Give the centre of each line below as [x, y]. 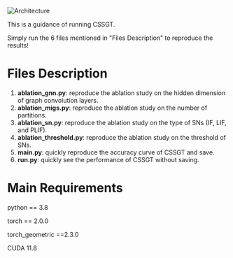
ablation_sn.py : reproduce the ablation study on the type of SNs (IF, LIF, [122, 122]
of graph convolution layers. [58, 100]
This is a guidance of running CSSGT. [61, 24]
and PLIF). [32, 130]
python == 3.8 [28, 207]
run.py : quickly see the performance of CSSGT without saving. [108, 159]
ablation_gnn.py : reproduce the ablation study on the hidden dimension [121, 93]
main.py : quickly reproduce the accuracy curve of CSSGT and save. [116, 152]
